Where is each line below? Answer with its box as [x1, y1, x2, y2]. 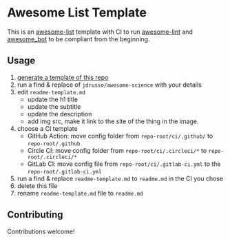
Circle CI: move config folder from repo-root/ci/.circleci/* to [27, 146, 207, 154]
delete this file [17, 181, 58, 190]
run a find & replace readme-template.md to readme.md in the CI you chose [17, 174, 224, 182]
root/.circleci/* [27, 154, 78, 160]
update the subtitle [27, 102, 81, 111]
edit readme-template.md [17, 87, 86, 96]
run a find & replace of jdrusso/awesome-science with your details [17, 81, 202, 89]
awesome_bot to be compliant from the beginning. [7, 34, 150, 43]
